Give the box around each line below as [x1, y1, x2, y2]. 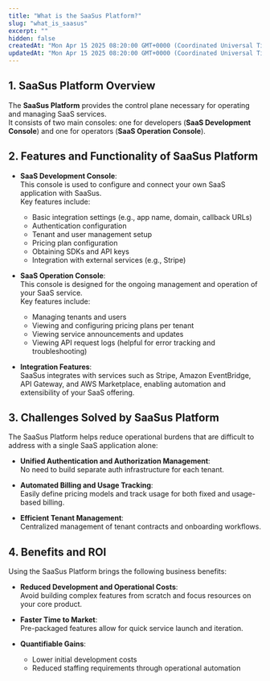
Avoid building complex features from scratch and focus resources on [19, 591, 252, 600]
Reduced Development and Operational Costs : [19, 582, 178, 592]
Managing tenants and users [31, 312, 127, 322]
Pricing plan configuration [31, 238, 118, 247]
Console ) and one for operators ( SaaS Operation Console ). [8, 126, 207, 135]
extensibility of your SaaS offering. [19, 388, 135, 397]
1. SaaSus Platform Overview [8, 79, 156, 93]
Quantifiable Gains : [19, 639, 87, 649]
